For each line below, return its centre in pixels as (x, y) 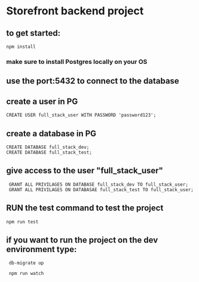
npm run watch (26, 274)
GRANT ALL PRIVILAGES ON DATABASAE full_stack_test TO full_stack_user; (101, 189)
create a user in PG (42, 101)
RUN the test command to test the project (85, 208)
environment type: (42, 249)
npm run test (22, 222)
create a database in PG (51, 134)
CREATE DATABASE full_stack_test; (49, 152)
